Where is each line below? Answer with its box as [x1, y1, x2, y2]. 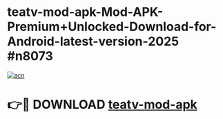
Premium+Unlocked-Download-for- [7, 19, 217, 35]
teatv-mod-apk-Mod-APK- [7, 4, 164, 20]
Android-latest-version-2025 [7, 34, 180, 49]
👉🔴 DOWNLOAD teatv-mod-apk [7, 97, 198, 113]
